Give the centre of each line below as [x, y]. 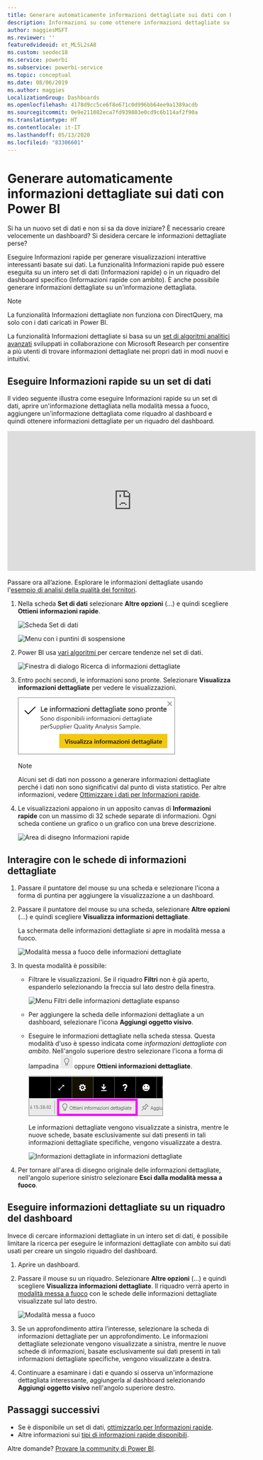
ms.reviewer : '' [31, 38]
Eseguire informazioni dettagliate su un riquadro [116, 1207]
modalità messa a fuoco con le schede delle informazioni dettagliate [117, 1293]
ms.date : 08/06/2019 [38, 82]
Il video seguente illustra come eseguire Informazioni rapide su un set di [112, 399]
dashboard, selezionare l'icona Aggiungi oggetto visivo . [111, 1022]
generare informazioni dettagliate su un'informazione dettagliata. [102, 287]
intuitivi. [19, 359]
